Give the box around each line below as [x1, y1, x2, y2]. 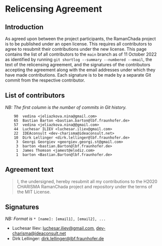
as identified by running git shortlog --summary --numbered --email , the [5, 57, 152, 62]
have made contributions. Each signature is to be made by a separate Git [5, 72, 151, 78]
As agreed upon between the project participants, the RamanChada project [5, 36, 156, 41]
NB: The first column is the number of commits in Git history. [5, 104, 127, 110]
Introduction [5, 23, 44, 31]
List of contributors [5, 91, 65, 100]
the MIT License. [17, 189, 51, 195]
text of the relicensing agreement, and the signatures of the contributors [5, 62, 150, 67]
